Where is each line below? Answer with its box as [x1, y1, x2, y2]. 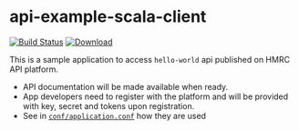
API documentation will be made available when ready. [22, 81, 229, 92]
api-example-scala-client [9, 6, 207, 27]
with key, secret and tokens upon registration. [22, 100, 195, 111]
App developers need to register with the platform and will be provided [22, 91, 289, 102]
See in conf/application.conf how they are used [22, 110, 207, 121]
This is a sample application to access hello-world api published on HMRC [9, 54, 290, 65]
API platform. [9, 64, 59, 75]
